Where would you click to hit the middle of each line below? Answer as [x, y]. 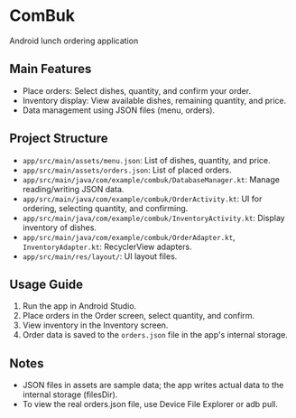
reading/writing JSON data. [73, 189]
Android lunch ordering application [74, 41]
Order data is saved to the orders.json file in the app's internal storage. [155, 335]
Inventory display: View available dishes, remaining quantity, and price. [154, 100]
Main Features [51, 69]
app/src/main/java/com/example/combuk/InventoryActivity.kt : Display [154, 218]
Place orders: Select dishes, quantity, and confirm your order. [136, 90]
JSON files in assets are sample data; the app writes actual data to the [153, 385]
